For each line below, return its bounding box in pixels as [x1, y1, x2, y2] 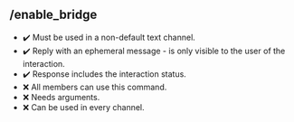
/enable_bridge [9, 7, 98, 23]
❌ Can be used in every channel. [22, 101, 145, 112]
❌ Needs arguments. [22, 91, 100, 102]
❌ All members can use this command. [22, 81, 167, 92]
